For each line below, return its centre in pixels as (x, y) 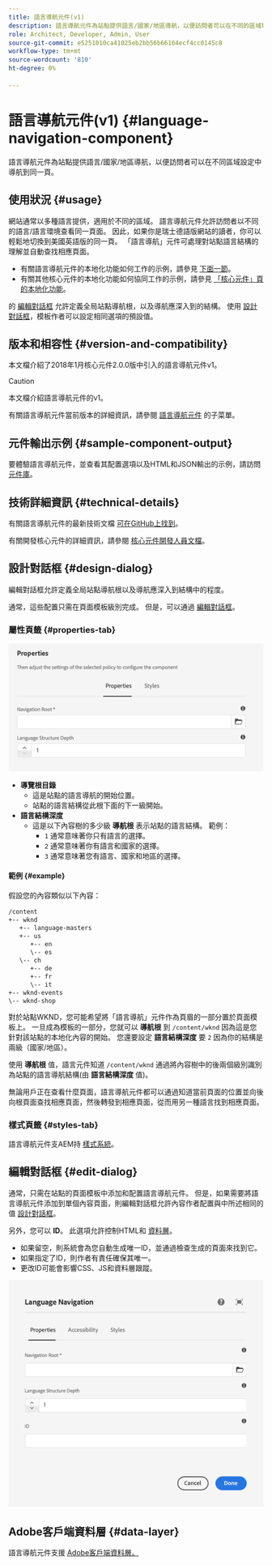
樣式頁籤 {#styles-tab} (53, 1124)
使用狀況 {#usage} (55, 200)
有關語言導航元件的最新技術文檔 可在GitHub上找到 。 (96, 523)
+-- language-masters (55, 927)
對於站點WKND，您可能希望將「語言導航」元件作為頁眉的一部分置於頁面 (130, 1017)
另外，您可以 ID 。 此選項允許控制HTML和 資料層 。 (92, 1230)
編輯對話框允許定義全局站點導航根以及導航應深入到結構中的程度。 (118, 589)
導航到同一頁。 (33, 172)
